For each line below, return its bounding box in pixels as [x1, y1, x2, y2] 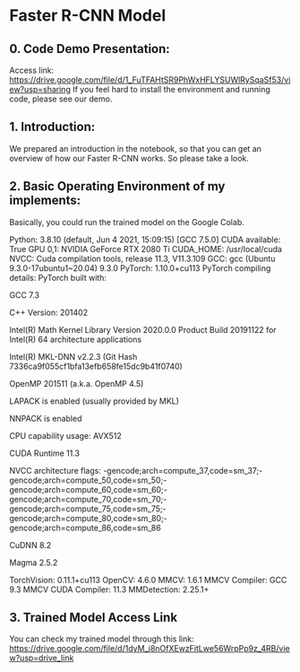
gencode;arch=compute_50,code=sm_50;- [9, 475, 167, 485]
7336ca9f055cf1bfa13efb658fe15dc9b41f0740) [9, 361, 184, 371]
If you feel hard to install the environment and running [73, 84, 270, 94]
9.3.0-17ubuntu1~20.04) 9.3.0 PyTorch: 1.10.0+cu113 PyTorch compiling [9, 262, 271, 274]
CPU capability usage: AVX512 [9, 430, 123, 441]
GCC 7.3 [9, 289, 40, 301]
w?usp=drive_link [9, 652, 74, 664]
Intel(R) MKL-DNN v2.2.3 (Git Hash [9, 351, 138, 362]
